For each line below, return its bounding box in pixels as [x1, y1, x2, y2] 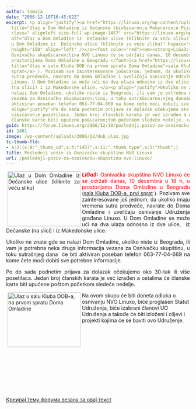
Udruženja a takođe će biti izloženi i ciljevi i [82, 311, 185, 318]
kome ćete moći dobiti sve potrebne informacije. [6, 257, 123, 264]
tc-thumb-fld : [6, 138, 41, 145]
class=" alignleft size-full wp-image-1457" [11, 30, 121, 36]
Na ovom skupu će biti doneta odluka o [82, 292, 176, 299]
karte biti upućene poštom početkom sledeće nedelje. [6, 281, 136, 288]
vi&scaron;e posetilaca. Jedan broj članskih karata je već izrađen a [11, 112, 187, 117]
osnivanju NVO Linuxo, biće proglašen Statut [82, 299, 190, 306]
